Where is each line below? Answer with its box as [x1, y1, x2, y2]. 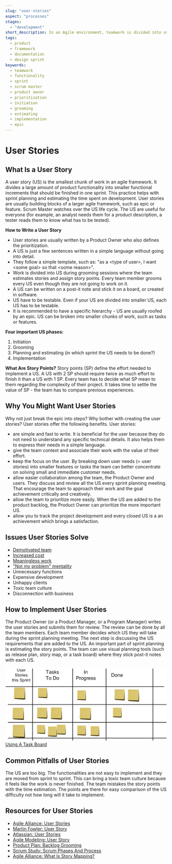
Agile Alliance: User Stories [12, 820, 71, 827]
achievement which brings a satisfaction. [12, 518, 99, 524]
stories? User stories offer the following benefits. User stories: [5, 421, 137, 427]
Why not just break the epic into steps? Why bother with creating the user [5, 415, 161, 421]
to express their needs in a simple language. [12, 442, 106, 448]
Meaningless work [12, 557, 52, 564]
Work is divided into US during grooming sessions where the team [12, 270, 153, 276]
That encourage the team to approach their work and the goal [12, 485, 143, 492]
